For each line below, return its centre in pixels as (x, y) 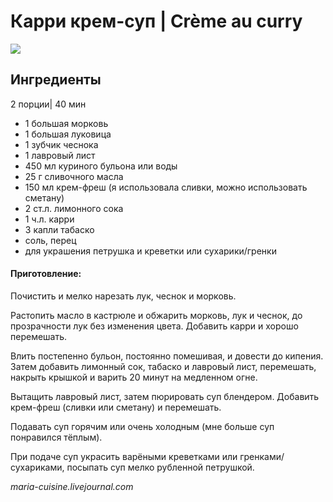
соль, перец (50, 240)
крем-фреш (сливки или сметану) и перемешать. (116, 407)
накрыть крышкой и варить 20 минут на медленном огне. (134, 377)
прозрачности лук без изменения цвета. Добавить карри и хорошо (154, 326)
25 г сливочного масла (74, 176)
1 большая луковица (68, 134)
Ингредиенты (56, 80)
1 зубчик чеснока (61, 144)
